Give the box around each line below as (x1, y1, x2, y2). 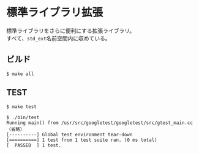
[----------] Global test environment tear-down (6, 131, 133, 137)
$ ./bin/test (6, 114, 40, 120)
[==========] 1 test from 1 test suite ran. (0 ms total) (6, 137, 157, 143)
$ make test (6, 103, 37, 110)
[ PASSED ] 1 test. (6, 142, 62, 148)
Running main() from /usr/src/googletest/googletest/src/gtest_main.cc (6, 120, 193, 126)
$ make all (6, 71, 34, 77)
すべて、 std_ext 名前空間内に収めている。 (6, 34, 111, 42)
